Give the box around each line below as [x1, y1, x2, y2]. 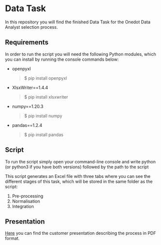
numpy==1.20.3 [12, 103, 44, 109]
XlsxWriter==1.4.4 [12, 85, 48, 90]
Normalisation [12, 198, 40, 204]
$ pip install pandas [24, 132, 64, 138]
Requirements [5, 38, 48, 47]
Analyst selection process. [5, 24, 58, 30]
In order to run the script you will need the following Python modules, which [5, 51, 156, 57]
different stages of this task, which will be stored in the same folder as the [5, 178, 153, 184]
